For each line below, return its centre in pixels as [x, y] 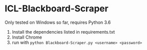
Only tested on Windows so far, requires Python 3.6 [58, 22]
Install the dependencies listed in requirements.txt [63, 32]
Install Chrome [27, 37]
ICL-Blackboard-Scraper [56, 9]
